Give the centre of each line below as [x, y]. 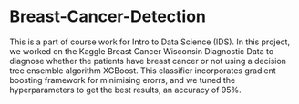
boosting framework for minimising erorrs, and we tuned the [123, 80]
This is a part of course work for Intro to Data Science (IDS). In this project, [149, 42]
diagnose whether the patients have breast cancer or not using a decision [148, 61]
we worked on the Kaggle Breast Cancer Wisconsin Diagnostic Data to [142, 51]
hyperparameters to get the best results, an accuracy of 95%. [125, 90]
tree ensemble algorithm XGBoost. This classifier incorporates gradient [143, 71]
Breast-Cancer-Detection [108, 17]
